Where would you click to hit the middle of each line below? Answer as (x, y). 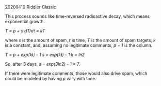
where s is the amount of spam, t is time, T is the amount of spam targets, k (80, 40)
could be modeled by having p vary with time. (51, 79)
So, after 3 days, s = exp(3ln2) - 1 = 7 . (43, 64)
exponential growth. (25, 21)
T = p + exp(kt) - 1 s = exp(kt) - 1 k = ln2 (45, 55)
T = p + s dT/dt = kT (25, 31)
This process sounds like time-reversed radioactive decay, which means (77, 16)
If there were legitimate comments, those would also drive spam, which (76, 73)
